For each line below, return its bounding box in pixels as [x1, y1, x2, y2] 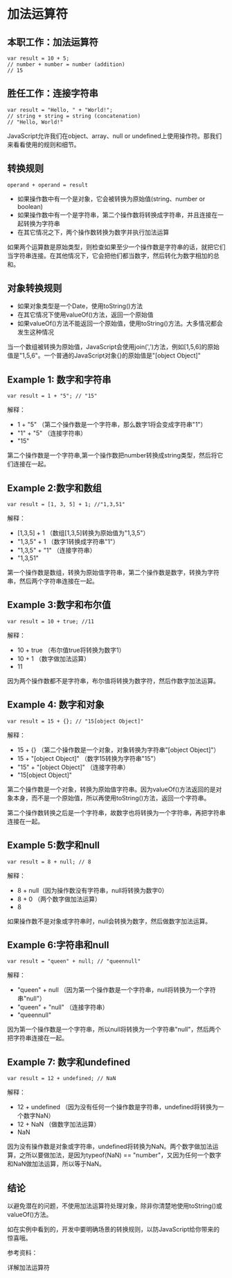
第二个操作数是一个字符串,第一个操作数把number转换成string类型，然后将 [7, 451, 217, 460]
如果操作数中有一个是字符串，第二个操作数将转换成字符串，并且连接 [17, 210, 212, 219]
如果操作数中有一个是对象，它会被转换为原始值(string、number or [17, 194, 206, 203]
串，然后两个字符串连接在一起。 [7, 577, 98, 585]
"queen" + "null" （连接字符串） [17, 1003, 109, 1011]
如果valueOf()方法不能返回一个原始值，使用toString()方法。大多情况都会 [17, 319, 223, 328]
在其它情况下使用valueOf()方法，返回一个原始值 [17, 310, 154, 319]
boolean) [17, 202, 44, 210]
